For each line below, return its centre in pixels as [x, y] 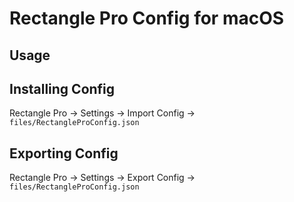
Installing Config [62, 88]
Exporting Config [64, 153]
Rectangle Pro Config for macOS [147, 18]
